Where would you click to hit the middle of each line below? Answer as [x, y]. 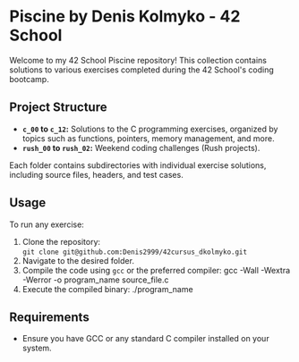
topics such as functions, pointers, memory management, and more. [148, 138]
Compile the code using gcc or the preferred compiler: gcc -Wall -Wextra [156, 270]
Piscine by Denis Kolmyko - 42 [125, 17]
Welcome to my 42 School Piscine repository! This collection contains [138, 60]
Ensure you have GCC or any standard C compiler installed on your [146, 339]
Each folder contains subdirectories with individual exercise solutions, [138, 165]
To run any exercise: [47, 224]
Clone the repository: [61, 241]
